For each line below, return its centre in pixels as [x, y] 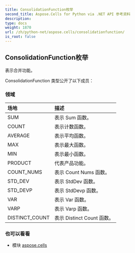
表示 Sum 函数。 [73, 117]
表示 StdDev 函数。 [76, 181]
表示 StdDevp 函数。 [77, 190]
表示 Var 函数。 [72, 199]
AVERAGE [19, 135]
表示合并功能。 [20, 70]
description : [18, 18]
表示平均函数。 [71, 136]
